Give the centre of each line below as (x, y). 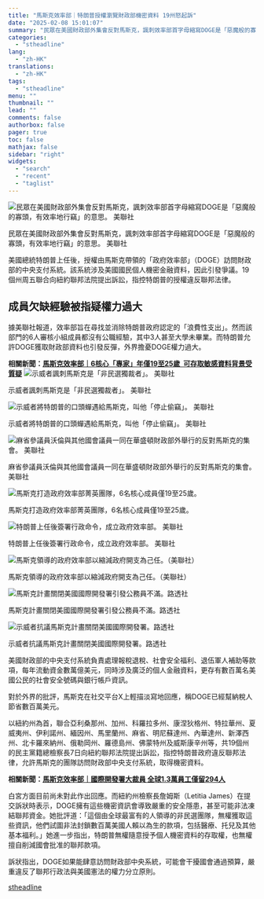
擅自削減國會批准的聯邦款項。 (56, 845)
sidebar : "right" (37, 154)
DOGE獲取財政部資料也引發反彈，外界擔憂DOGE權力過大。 (110, 347)
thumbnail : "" (31, 103)
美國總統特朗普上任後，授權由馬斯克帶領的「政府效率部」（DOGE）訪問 (123, 259)
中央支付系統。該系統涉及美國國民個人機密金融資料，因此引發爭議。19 (136, 270)
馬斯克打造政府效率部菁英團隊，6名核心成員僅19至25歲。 (101, 510)
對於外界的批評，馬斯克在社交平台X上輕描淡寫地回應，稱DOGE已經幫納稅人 (130, 696)
